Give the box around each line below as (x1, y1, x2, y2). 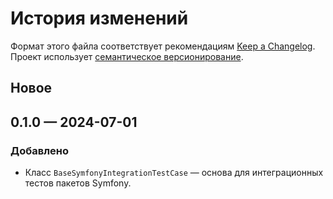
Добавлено (10, 143, 69, 157)
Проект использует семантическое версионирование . (10, 50, 244, 62)
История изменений (10, 7, 189, 30)
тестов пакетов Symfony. (24, 177, 132, 189)
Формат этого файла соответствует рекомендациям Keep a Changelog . (10, 40, 316, 52)
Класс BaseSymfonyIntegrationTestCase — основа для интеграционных (24, 167, 324, 179)
